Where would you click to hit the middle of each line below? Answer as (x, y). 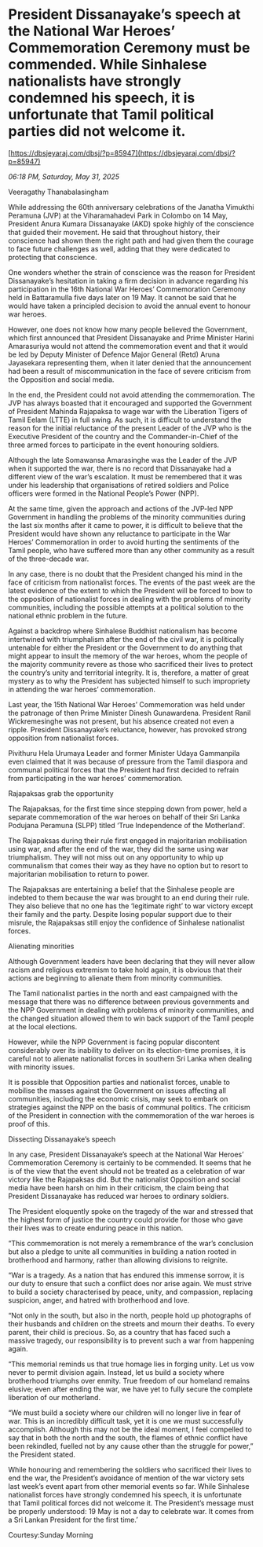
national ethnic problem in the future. (68, 615)
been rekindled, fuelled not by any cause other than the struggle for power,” (131, 1446)
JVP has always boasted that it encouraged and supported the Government (130, 403)
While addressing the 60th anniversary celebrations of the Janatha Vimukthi (131, 207)
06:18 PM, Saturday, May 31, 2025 (64, 176)
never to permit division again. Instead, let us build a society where (117, 1372)
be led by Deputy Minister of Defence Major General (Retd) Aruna (114, 354)
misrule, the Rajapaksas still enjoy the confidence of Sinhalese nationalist (126, 922)
